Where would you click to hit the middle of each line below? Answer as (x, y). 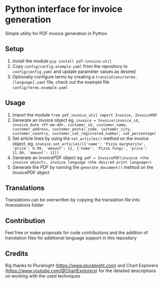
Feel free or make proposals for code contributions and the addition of (77, 233)
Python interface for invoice (64, 9)
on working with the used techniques (43, 276)
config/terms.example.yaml (40, 88)
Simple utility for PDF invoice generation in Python (56, 33)
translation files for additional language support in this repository (71, 238)
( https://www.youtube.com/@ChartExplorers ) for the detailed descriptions (81, 271)
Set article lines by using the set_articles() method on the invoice (81, 138)
